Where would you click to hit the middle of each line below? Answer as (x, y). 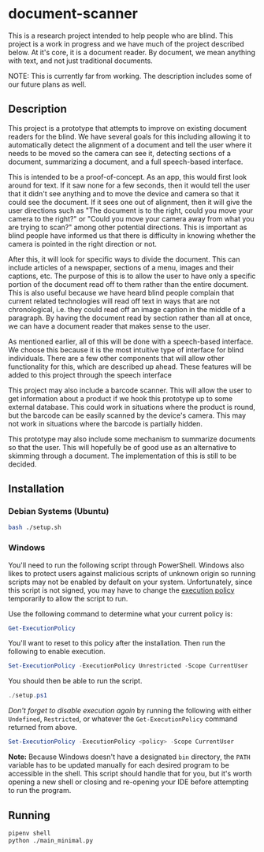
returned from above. (43, 727)
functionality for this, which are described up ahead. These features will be (130, 366)
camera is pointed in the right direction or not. (83, 244)
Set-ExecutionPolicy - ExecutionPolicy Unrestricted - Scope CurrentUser (128, 666)
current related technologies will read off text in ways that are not (114, 301)
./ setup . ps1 (28, 696)
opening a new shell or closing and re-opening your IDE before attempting (128, 782)
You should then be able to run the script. (75, 681)
